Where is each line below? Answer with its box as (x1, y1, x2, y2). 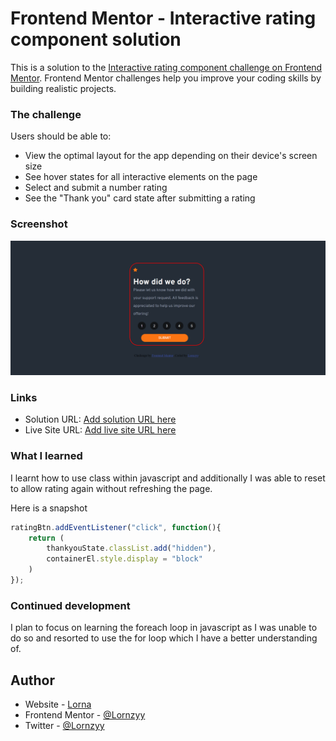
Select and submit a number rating (24, 182, 168, 194)
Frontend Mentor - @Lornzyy (24, 709, 146, 721)
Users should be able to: (10, 130, 112, 142)
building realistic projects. (10, 82, 117, 94)
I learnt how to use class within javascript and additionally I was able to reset (10, 472, 326, 484)
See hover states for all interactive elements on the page (24, 171, 258, 183)
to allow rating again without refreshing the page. (10, 482, 213, 494)
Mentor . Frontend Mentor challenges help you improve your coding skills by (10, 72, 322, 84)
